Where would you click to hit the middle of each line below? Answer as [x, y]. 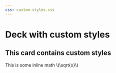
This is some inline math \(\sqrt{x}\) [42, 65]
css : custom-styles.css [30, 10]
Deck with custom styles [57, 34]
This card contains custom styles [58, 53]
